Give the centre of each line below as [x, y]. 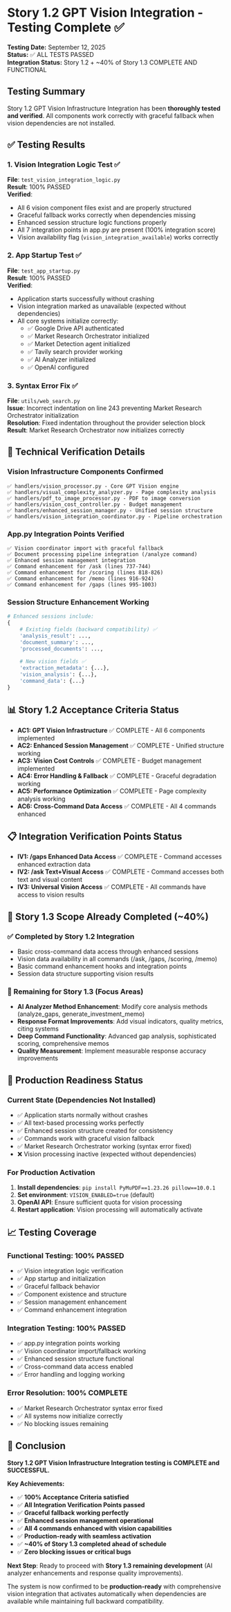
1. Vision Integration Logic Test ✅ [64, 164]
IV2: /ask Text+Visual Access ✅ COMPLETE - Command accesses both [121, 872]
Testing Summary [46, 92]
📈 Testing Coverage [52, 1232]
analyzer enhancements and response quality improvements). [95, 1572]
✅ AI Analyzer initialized [62, 359]
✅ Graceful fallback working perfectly [73, 1512]
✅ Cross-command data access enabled [75, 1367]
